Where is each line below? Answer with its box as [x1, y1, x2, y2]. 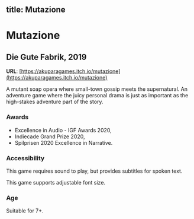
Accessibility [6, 154, 45, 162]
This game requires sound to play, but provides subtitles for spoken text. [6, 167, 183, 174]
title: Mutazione [6, 5, 66, 15]
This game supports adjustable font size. [6, 179, 105, 186]
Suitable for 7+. [6, 207, 44, 214]
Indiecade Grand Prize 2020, [14, 133, 85, 140]
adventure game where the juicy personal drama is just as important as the [6, 92, 189, 99]
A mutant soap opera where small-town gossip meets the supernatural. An [6, 85, 188, 93]
